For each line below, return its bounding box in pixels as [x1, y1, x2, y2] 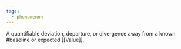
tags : [6, 8, 19, 15]
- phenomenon [11, 14, 43, 20]
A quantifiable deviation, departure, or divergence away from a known [6, 30, 176, 37]
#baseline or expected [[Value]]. [6, 36, 85, 43]
